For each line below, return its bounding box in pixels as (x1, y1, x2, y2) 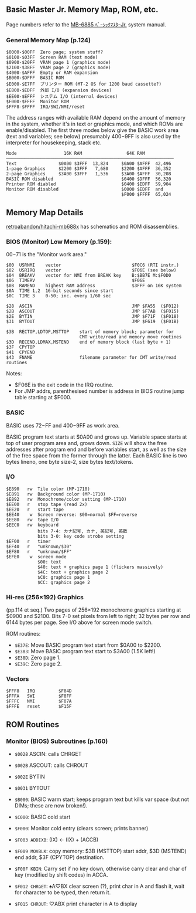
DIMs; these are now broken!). (14, 802, 88, 809)
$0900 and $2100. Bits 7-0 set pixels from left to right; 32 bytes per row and (6, 613, 190, 620)
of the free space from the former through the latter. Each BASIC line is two (6, 452, 187, 459)
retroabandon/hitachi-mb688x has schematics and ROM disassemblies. (6, 223, 180, 230)
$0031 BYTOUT (14, 785, 51, 792)
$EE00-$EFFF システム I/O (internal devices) (6, 94, 118, 100)
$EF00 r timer (6, 538, 51, 544)
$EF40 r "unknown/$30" (6, 544, 72, 549)
